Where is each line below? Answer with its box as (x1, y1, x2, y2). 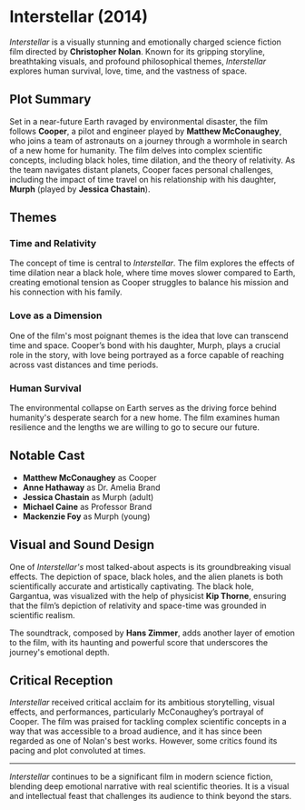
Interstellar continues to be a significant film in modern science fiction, (9, 771, 274, 783)
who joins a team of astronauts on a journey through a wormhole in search (9, 135, 288, 146)
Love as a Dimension (9, 309, 103, 322)
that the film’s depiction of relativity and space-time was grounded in (9, 600, 267, 611)
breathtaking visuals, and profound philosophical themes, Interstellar (9, 55, 266, 66)
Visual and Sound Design (9, 537, 154, 553)
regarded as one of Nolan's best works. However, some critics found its (9, 735, 278, 746)
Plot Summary (9, 92, 92, 107)
